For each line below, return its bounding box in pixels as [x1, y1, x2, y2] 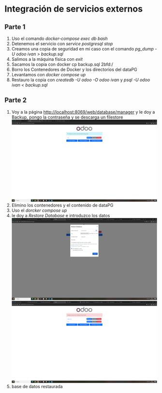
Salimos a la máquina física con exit [11, 56, 83, 62]
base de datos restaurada [11, 384, 63, 390]
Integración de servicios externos [4, 3, 143, 15]
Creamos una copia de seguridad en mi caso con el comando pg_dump [11, 46, 154, 51]
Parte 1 [4, 23, 26, 31]
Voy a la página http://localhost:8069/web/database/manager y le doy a [11, 109, 155, 115]
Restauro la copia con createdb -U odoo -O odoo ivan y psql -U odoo [11, 77, 150, 83]
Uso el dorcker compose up [11, 207, 67, 213]
